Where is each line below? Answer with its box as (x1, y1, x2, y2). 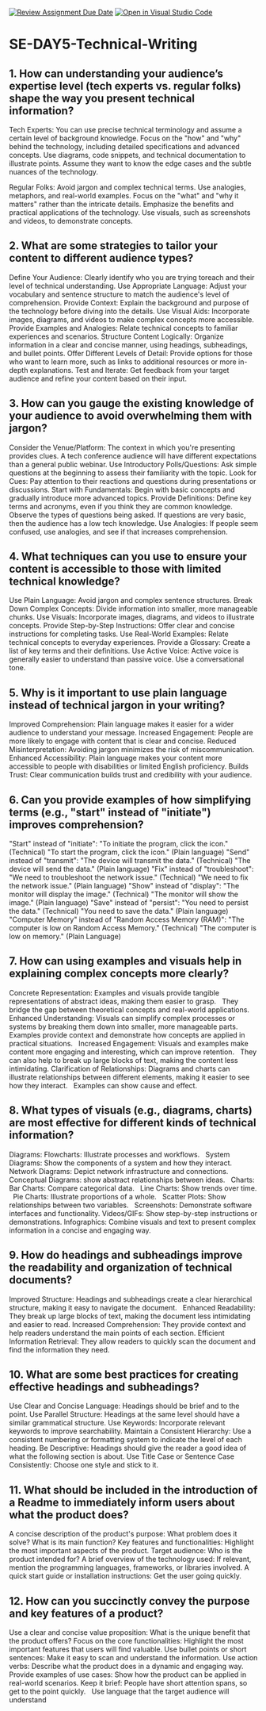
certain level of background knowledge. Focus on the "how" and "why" (9, 133, 241, 143)
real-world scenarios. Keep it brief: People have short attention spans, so (9, 1678, 248, 1687)
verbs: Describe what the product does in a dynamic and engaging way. (9, 1661, 244, 1671)
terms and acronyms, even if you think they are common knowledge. (9, 501, 233, 511)
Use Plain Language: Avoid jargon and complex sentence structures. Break (9, 596, 253, 605)
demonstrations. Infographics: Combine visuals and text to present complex (9, 1217, 256, 1226)
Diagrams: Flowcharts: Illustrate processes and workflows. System (9, 1149, 230, 1159)
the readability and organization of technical (9, 1261, 233, 1275)
